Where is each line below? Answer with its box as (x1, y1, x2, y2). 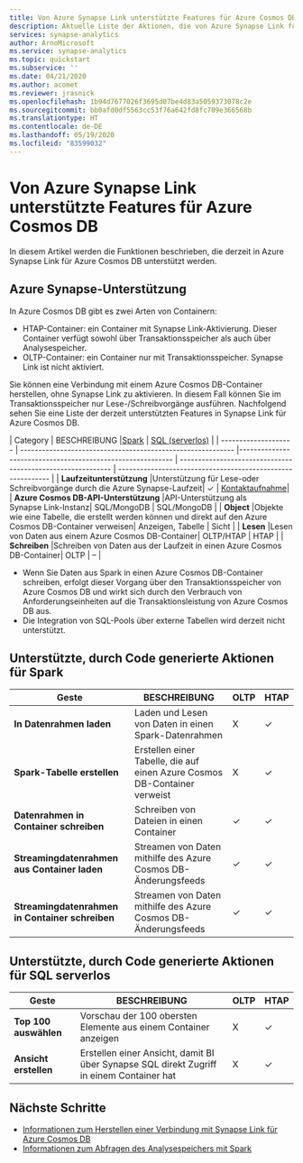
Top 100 (14, 1015, 51, 1028)
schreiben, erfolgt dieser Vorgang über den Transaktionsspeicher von (22, 576, 282, 587)
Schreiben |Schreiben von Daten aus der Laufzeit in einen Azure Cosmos (9, 540, 282, 551)
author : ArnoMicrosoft (9, 38, 95, 48)
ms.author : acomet (9, 80, 78, 89)
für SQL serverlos (9, 967, 111, 983)
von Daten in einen (133, 718, 214, 730)
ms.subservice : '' (9, 64, 78, 73)
